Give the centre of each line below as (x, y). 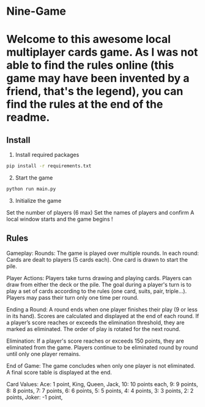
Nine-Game (36, 11)
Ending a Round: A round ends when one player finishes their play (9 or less (102, 309)
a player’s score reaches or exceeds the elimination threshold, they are (95, 322)
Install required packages (47, 155)
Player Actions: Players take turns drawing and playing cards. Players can (99, 278)
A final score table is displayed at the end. (59, 372)
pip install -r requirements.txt (49, 166)
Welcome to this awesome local (89, 40)
